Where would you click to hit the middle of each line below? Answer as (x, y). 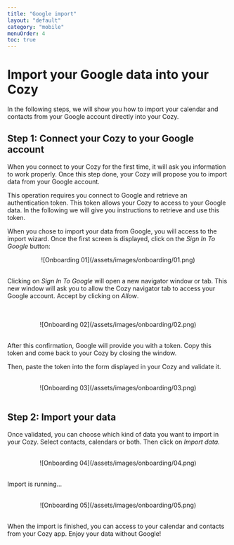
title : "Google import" (42, 14)
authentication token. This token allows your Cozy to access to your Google (117, 203)
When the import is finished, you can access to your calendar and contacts (116, 526)
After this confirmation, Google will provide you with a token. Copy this (110, 345)
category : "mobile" (36, 27)
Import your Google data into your (108, 75)
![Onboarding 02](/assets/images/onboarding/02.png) (118, 324)
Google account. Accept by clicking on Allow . (73, 295)
